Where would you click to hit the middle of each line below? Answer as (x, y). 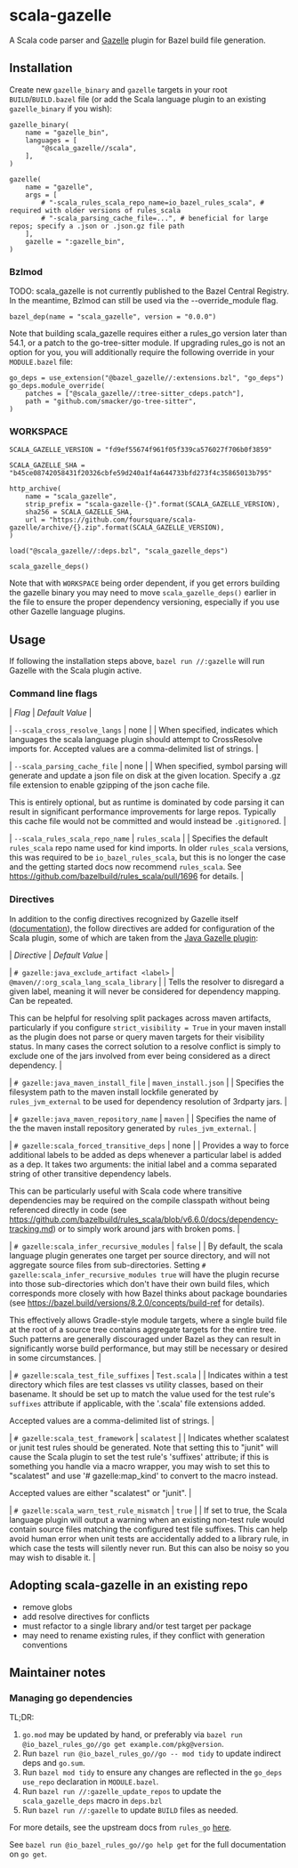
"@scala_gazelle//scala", (89, 148)
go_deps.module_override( (57, 386)
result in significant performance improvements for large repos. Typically (143, 812)
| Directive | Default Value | (59, 955)
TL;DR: (22, 1718)
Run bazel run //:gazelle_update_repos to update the (122, 1791)
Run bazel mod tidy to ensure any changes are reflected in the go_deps (152, 1773)
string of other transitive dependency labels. (90, 1173)
